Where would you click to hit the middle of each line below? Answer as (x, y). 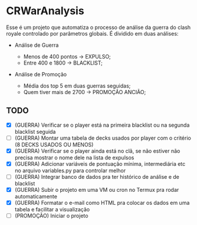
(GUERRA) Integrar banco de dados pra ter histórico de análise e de (97, 177)
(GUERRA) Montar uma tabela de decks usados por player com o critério (103, 138)
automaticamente (36, 197)
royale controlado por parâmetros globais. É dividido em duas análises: (92, 33)
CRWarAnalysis (45, 11)
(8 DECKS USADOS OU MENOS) (54, 144)
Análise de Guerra (37, 45)
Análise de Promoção (40, 74)
